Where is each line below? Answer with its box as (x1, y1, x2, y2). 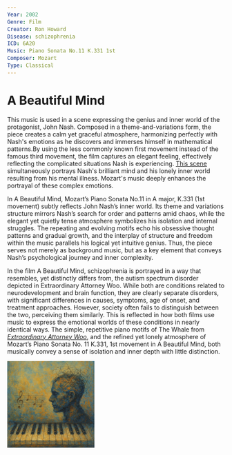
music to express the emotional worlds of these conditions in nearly (7, 318, 200, 326)
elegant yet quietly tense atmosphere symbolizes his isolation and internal (7, 216, 217, 225)
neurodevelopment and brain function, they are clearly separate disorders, (7, 288, 220, 296)
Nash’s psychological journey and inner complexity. (7, 253, 154, 261)
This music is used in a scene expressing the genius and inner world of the (7, 115, 220, 123)
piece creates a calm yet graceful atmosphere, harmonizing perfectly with (7, 130, 217, 138)
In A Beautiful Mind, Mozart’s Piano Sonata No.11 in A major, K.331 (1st (7, 194, 205, 203)
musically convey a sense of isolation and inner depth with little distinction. (7, 347, 220, 355)
